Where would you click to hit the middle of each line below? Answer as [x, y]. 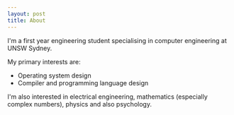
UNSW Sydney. [30, 48]
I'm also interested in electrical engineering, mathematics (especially [107, 97]
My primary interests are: [44, 61]
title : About [27, 20]
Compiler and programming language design [83, 83]
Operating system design [54, 75]
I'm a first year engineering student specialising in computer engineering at [117, 40]
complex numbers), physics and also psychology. [80, 104]
